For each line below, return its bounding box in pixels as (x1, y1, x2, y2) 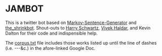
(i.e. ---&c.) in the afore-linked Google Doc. (5, 45, 96, 51)
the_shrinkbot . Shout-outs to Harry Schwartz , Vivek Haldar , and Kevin (5, 24, 151, 30)
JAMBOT (5, 3, 44, 14)
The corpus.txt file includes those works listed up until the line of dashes (5, 39, 157, 45)
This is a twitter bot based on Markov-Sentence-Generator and (5, 19, 137, 25)
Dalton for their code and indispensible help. (5, 30, 98, 36)
